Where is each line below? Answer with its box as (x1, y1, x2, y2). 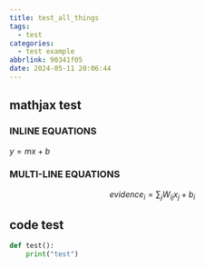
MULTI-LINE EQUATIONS (9, 168, 121, 181)
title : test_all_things (9, 13, 100, 23)
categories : (9, 38, 54, 48)
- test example (17, 47, 75, 56)
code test (9, 217, 64, 233)
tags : (9, 22, 30, 31)
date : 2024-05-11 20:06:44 (9, 65, 112, 74)
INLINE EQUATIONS (9, 124, 97, 137)
